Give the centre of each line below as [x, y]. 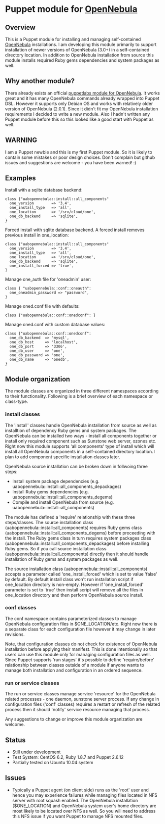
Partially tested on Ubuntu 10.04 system [53, 762]
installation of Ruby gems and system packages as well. [62, 559]
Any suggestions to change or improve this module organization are [74, 719]
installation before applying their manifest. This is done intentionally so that [81, 649]
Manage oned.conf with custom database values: [55, 325]
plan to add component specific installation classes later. [63, 457]
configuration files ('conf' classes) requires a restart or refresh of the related [82, 704]
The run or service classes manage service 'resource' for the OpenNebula [81, 694]
